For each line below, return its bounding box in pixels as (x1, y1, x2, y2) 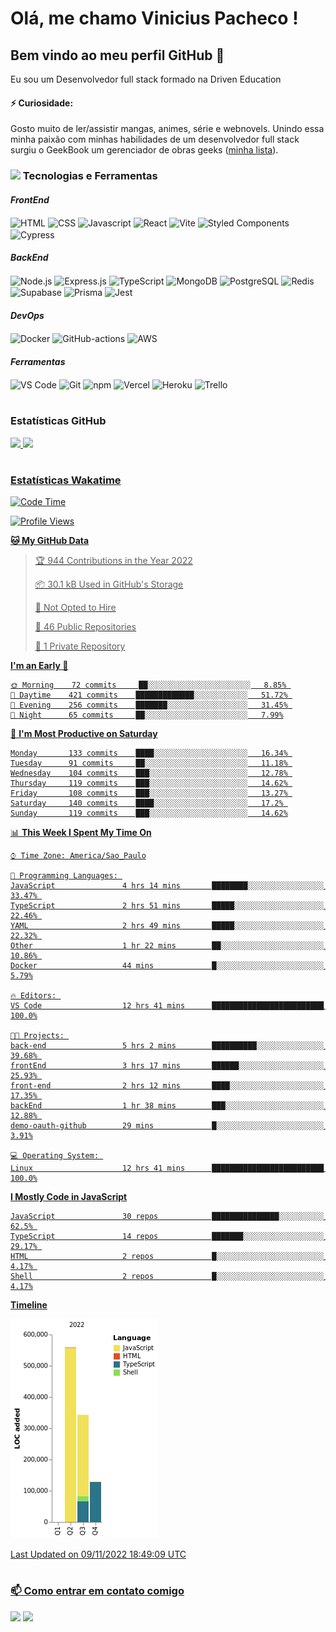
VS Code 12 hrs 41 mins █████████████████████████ (10, 1001, 325, 1011)
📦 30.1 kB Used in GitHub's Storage (34, 578, 184, 591)
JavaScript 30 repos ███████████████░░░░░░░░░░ (10, 1212, 325, 1222)
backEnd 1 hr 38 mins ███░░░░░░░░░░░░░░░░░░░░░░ (10, 1101, 325, 1111)
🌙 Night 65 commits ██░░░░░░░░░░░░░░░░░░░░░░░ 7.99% (10, 710, 284, 721)
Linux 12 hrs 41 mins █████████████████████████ (10, 1163, 325, 1174)
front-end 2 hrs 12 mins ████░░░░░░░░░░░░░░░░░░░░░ (10, 1081, 325, 1091)
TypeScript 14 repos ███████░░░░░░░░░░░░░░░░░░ (10, 1232, 325, 1242)
